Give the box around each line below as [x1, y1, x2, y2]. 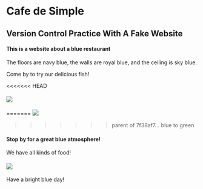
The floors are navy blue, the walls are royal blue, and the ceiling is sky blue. [6, 59, 198, 66]
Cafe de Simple [6, 4, 85, 18]
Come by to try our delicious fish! [6, 70, 90, 78]
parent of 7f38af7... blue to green [111, 121, 195, 128]
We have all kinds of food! [6, 149, 72, 156]
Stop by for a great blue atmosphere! [6, 135, 101, 143]
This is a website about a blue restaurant [6, 45, 111, 53]
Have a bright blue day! [6, 176, 65, 183]
